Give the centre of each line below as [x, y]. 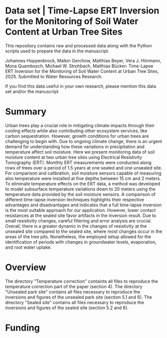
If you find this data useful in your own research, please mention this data [81, 86]
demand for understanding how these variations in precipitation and [75, 147]
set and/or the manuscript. [32, 91]
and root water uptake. [29, 247]
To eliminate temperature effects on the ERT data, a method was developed [83, 183]
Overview [26, 267]
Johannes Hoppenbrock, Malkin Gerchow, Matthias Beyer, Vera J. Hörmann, [83, 60]
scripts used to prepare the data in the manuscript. [57, 51]
